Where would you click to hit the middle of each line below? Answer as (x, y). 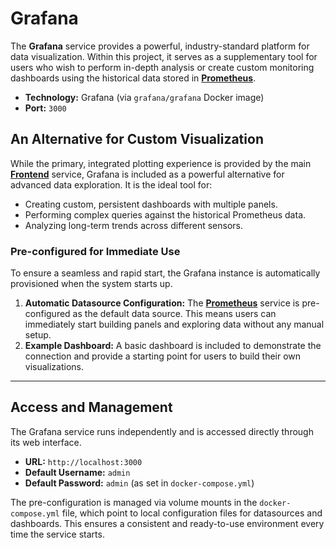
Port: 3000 (45, 108)
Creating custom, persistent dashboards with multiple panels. (151, 204)
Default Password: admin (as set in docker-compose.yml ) (139, 483)
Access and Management (91, 407)
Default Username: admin (77, 472)
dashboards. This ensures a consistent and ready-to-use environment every (167, 523)
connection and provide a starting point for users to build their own (163, 356)
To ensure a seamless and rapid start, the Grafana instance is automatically (165, 273)
